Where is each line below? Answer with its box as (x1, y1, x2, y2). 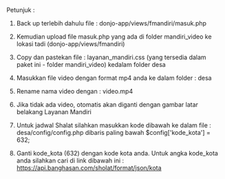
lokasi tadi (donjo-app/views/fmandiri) (16, 40, 125, 48)
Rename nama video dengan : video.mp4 (16, 87, 133, 95)
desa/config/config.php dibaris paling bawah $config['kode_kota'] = (16, 129, 211, 136)
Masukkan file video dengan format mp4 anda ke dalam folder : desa (16, 74, 212, 82)
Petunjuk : (6, 6, 35, 14)
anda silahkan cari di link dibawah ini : (16, 156, 125, 165)
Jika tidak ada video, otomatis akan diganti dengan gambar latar (16, 101, 199, 109)
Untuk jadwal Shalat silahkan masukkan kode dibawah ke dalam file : (16, 121, 211, 129)
